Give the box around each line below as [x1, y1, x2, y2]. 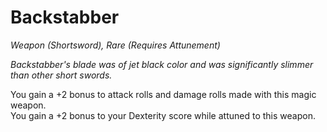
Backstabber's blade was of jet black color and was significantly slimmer [10, 58, 314, 70]
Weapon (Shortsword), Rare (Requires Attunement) [10, 39, 221, 51]
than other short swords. [10, 69, 113, 81]
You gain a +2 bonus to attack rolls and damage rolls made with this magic [10, 88, 317, 100]
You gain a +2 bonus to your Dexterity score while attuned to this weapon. [10, 109, 316, 121]
